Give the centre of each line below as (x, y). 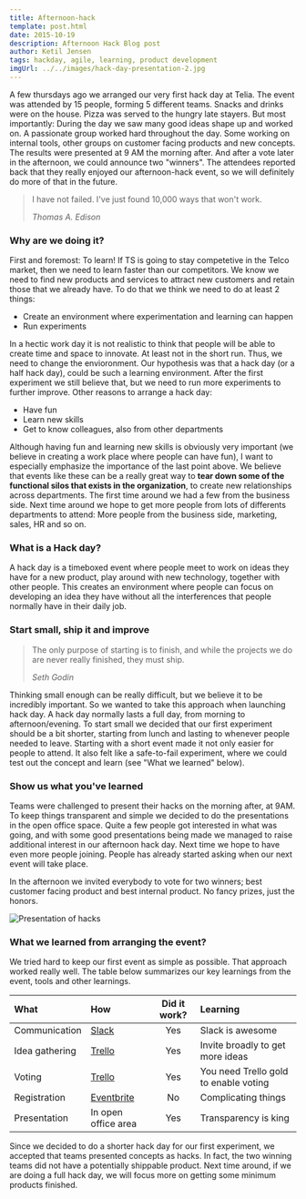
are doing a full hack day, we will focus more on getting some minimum (143, 1175)
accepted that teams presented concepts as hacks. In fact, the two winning (151, 1156)
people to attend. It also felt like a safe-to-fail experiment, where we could (148, 753)
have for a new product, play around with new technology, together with (145, 577)
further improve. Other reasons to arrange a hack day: (111, 392)
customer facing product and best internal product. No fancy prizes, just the (152, 891)
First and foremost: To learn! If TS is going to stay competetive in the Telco (149, 260)
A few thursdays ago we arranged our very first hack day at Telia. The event (152, 94)
